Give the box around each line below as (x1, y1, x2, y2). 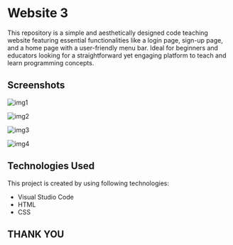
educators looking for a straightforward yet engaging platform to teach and (7, 51, 227, 60)
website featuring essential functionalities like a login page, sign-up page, (7, 36, 224, 44)
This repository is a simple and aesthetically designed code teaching (7, 28, 208, 37)
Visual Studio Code (17, 192, 75, 201)
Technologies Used (7, 160, 94, 172)
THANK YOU (7, 228, 65, 240)
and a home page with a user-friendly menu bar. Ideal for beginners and (7, 43, 219, 52)
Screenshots (7, 80, 65, 92)
